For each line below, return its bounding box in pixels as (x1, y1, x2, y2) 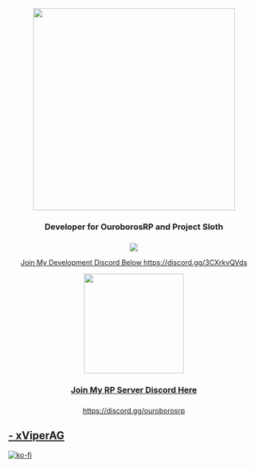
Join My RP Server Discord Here (70, 384, 198, 395)
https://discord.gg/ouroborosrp (82, 406, 186, 415)
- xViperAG (8, 429, 65, 442)
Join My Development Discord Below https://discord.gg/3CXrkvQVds (20, 257, 248, 267)
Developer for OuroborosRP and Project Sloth (44, 221, 224, 232)
